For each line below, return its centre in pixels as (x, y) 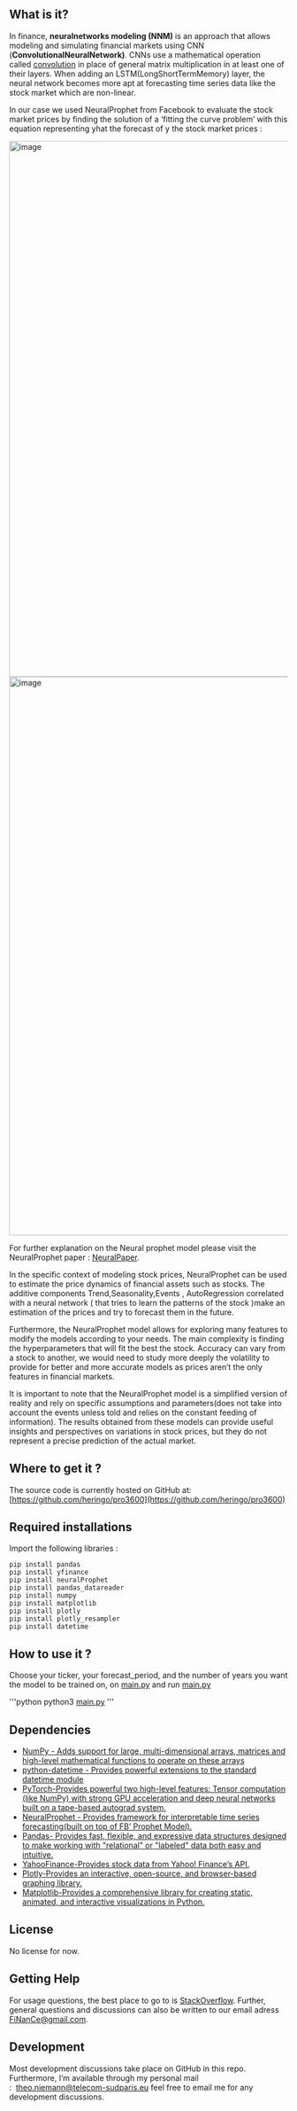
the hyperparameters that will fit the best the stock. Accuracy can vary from (147, 1348)
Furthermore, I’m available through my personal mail (104, 2077)
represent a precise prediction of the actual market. (103, 1441)
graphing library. (52, 1883)
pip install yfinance (49, 1573)
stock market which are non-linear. (72, 92)
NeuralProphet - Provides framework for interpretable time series (141, 1818)
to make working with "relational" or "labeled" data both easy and (141, 1845)
